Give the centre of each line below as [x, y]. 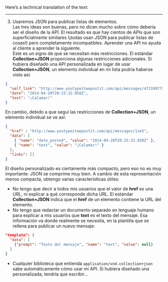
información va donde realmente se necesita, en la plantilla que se [80, 221]
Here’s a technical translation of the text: [47, 7]
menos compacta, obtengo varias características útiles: [62, 179]
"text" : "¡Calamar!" [31, 98]
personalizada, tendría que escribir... [50, 274]
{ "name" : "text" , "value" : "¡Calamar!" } [59, 145]
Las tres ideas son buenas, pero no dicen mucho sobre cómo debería [84, 27]
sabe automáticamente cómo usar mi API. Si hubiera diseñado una [81, 268]
